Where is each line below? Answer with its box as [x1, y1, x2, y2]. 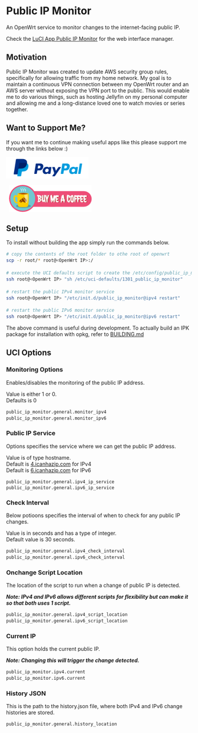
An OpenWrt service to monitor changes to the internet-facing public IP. [6, 24, 181, 31]
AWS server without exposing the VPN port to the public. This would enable [6, 87, 190, 94]
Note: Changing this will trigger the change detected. [6, 657, 140, 664]
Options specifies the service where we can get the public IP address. [6, 443, 176, 450]
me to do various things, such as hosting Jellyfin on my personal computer [6, 93, 187, 100]
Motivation [6, 52, 47, 63]
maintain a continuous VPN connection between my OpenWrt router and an [6, 80, 189, 88]
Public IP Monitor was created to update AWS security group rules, [6, 68, 169, 75]
